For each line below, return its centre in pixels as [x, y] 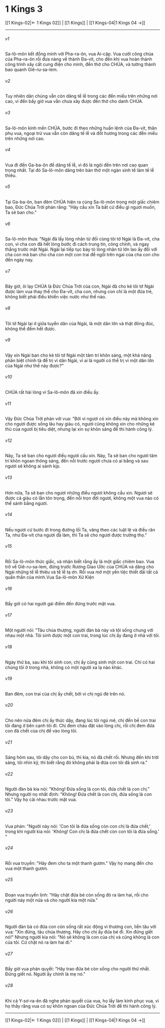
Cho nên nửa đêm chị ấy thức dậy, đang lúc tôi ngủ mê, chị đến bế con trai [81, 720]
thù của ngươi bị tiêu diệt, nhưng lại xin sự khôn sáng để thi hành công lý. [79, 429]
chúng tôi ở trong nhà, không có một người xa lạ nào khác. [64, 667]
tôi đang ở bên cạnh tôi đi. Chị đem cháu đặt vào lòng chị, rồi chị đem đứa [80, 726]
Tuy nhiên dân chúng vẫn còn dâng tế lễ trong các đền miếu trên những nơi [81, 96]
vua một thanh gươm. [27, 868]
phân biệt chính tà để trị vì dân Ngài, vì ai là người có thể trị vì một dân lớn [80, 360]
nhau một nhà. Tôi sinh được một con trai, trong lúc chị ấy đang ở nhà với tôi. [82, 635]
